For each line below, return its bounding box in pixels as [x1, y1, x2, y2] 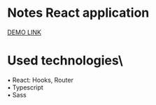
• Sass [7, 90, 27, 99]
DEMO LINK [7, 28, 42, 36]
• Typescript [7, 83, 43, 92]
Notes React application [7, 5, 150, 21]
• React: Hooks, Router [7, 76, 73, 84]
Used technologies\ [7, 52, 124, 69]
